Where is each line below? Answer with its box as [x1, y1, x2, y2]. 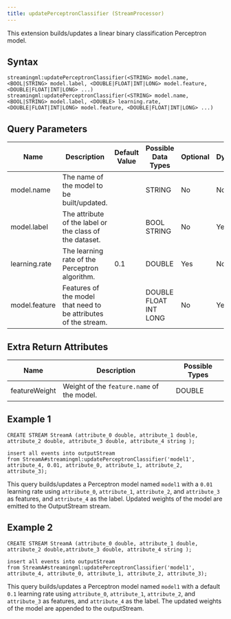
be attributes [62, 309, 104, 318]
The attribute [62, 209, 104, 219]
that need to [62, 301, 102, 310]
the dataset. [62, 235, 101, 245]
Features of [62, 283, 100, 293]
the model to [62, 181, 103, 191]
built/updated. [62, 198, 108, 208]
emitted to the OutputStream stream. [7, 501, 111, 510]
